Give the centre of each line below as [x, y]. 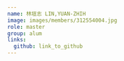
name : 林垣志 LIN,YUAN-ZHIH [47, 14]
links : [17, 40]
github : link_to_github [48, 46]
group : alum [25, 33]
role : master [26, 27]
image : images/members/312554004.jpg [62, 20]
